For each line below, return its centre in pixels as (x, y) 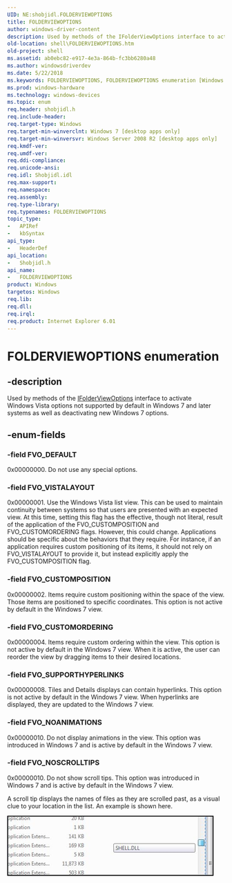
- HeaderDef (28, 248)
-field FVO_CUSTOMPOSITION (59, 579)
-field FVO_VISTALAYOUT (51, 487)
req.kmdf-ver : (28, 146)
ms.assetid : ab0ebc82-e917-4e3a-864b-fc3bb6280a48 (81, 59)
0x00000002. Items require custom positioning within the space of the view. (116, 594)
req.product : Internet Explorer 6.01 (61, 321)
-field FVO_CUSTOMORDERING (60, 627)
